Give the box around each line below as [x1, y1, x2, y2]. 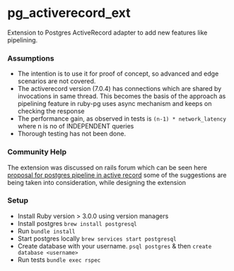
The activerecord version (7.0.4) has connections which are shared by [17, 85, 222, 93]
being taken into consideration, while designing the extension [7, 178, 186, 186]
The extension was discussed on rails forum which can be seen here [7, 163, 207, 171]
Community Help [7, 147, 67, 157]
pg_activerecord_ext [7, 5, 131, 21]
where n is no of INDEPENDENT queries [17, 122, 134, 131]
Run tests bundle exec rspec [17, 255, 101, 264]
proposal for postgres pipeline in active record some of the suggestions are [7, 171, 227, 179]
